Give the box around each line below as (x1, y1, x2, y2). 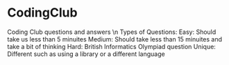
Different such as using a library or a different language (7, 50, 165, 58)
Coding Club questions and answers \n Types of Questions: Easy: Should (7, 28, 217, 36)
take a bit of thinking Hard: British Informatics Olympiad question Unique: (7, 42, 217, 50)
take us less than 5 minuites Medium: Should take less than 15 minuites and (7, 35, 223, 43)
